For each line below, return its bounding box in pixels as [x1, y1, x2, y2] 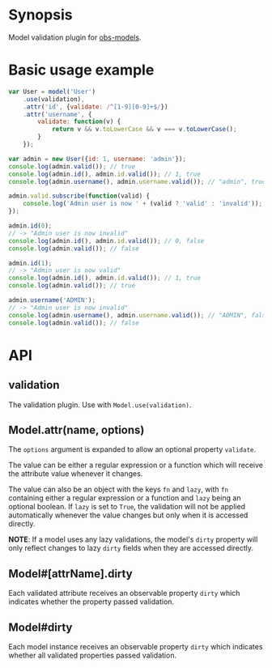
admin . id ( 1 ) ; [8, 259, 53, 267]
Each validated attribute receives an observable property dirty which [8, 589, 240, 598]
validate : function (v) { [37, 117, 121, 126]
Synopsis [8, 6, 73, 24]
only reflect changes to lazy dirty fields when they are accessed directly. [8, 543, 253, 553]
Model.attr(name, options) [8, 423, 145, 436]
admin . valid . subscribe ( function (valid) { [8, 192, 151, 200]
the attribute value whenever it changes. [8, 469, 143, 479]
